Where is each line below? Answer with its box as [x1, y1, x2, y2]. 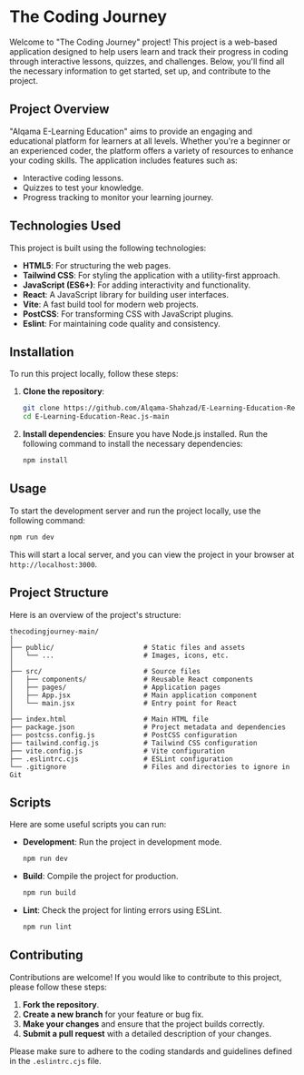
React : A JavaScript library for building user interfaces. [22, 289, 230, 299]
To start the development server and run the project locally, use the [9, 505, 261, 516]
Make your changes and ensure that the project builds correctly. [22, 1018, 265, 1029]
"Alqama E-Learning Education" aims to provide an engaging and [9, 126, 252, 137]
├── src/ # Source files [9, 666, 201, 675]
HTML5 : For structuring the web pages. [22, 259, 172, 270]
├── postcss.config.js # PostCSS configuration [9, 730, 238, 739]
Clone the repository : [22, 386, 105, 397]
